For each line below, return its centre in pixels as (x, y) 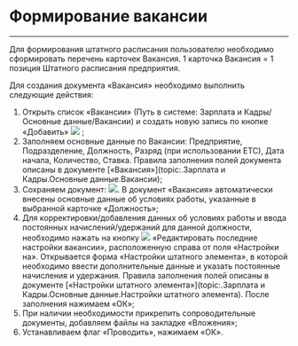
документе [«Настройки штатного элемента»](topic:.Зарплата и (144, 285)
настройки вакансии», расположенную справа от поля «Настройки (150, 247)
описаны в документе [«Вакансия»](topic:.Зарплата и (124, 169)
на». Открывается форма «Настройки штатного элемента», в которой (155, 256)
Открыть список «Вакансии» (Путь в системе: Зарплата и (132, 112)
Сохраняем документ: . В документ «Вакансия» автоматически (147, 189)
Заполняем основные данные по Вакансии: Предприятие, (132, 141)
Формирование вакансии (109, 16)
